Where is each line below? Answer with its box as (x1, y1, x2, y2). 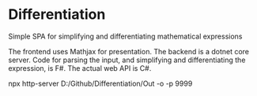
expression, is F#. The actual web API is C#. (8, 63, 152, 72)
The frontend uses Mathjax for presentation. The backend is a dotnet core (8, 46, 250, 56)
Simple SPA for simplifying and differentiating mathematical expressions (8, 31, 243, 41)
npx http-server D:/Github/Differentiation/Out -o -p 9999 (8, 79, 193, 88)
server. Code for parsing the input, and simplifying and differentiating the (8, 55, 246, 65)
